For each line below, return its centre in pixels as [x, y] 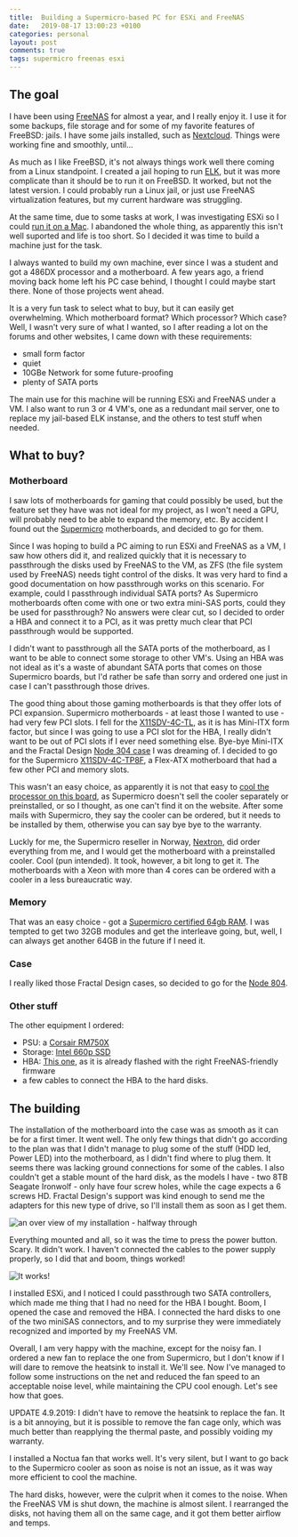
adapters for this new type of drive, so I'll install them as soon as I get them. [148, 1205]
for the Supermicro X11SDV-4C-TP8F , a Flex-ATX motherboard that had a [143, 760]
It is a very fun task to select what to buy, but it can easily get [121, 308]
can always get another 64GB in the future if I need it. [108, 940]
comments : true [37, 51]
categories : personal [49, 34]
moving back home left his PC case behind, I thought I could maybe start [142, 281]
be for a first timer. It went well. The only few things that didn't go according [148, 1139]
